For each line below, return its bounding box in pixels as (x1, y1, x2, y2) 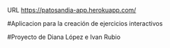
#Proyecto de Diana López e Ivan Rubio (7, 33, 121, 41)
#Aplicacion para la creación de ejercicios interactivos (7, 19, 163, 27)
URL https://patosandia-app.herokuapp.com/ (7, 6, 137, 14)
